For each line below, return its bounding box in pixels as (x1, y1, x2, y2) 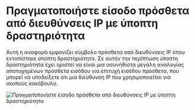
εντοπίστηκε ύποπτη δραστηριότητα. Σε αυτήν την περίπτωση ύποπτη (6, 55, 178, 62)
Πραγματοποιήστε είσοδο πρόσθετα (6, 4, 190, 18)
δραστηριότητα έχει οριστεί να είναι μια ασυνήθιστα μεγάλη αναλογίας (6, 61, 184, 68)
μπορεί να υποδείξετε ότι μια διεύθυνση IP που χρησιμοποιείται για (6, 74, 171, 81)
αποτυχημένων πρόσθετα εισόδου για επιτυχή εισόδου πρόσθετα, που (6, 67, 179, 74)
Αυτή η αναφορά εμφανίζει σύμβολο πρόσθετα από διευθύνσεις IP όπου (6, 48, 185, 55)
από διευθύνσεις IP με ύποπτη (6, 16, 158, 30)
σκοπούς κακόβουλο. (6, 79, 58, 86)
